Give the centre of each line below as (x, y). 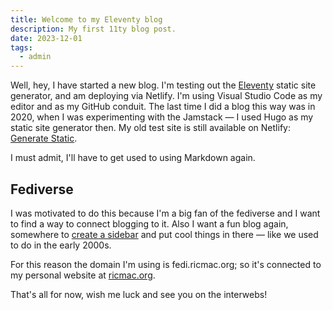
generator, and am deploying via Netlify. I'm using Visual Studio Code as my (166, 96)
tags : (21, 47)
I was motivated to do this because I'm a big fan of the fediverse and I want (165, 213)
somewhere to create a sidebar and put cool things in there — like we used (164, 234)
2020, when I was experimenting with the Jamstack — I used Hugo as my (162, 117)
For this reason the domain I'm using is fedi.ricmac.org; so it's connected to (166, 264)
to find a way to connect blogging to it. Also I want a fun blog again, (149, 223)
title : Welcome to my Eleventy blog (86, 19)
